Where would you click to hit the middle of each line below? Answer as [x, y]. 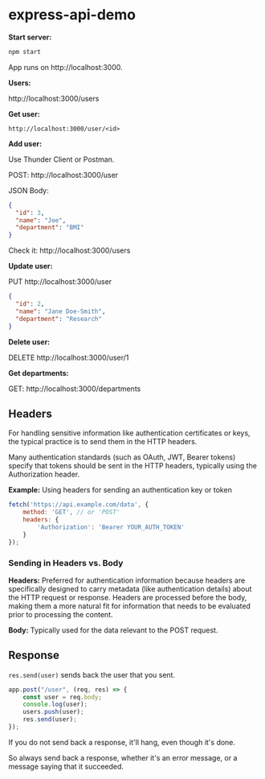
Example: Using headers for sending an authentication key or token [120, 490]
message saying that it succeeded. [66, 766]
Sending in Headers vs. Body [66, 563]
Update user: [31, 266]
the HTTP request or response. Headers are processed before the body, [128, 597]
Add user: [25, 143]
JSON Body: [29, 190]
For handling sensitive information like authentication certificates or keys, [129, 433]
